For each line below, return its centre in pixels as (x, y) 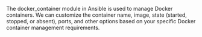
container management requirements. (53, 27)
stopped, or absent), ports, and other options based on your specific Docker (101, 21)
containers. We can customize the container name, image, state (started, (96, 15)
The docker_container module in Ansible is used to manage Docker (90, 9)
